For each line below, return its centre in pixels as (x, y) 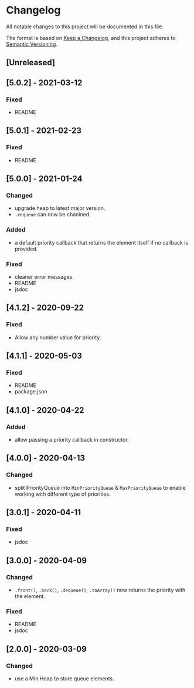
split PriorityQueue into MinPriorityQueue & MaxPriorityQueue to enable (100, 487)
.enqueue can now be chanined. (52, 215)
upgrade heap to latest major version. (60, 208)
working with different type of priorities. (62, 494)
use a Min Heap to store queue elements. (64, 679)
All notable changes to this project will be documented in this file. (85, 26)
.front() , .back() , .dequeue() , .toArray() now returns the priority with (100, 590)
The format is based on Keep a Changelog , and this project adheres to (91, 38)
